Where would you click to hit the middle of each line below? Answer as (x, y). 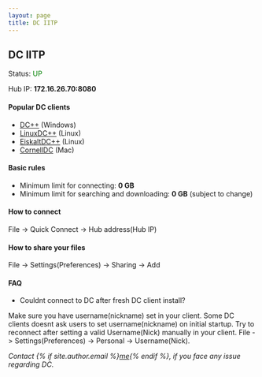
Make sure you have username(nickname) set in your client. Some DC (121, 315)
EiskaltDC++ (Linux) (52, 141)
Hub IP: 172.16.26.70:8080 (52, 89)
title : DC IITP (33, 23)
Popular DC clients (39, 106)
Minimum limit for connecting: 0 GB (77, 185)
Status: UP (26, 74)
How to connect (35, 212)
